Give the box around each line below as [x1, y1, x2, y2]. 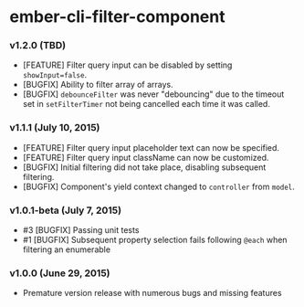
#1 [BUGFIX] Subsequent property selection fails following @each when [22, 235, 288, 246]
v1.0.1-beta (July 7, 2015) [9, 204, 121, 217]
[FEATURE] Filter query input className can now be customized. [22, 152, 269, 163]
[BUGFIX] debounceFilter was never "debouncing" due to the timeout [22, 89, 285, 100]
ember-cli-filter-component [9, 6, 225, 27]
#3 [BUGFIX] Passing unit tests [22, 225, 140, 236]
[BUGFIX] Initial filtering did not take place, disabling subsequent [22, 162, 267, 173]
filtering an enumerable [22, 244, 111, 255]
